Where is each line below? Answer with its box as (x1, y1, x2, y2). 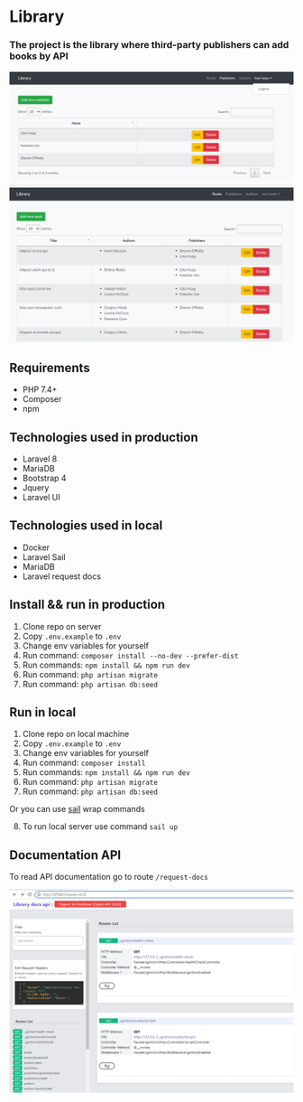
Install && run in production (9, 597, 165, 612)
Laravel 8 (22, 453, 58, 464)
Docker (22, 542, 50, 553)
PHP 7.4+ (22, 384, 58, 395)
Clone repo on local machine (22, 729, 130, 740)
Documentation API (9, 847, 122, 863)
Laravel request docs (22, 571, 102, 582)
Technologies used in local (9, 518, 163, 534)
